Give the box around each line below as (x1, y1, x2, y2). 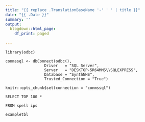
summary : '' (5, 17, 31, 22)
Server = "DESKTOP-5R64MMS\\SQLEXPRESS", (44, 67, 138, 73)
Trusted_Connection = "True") (44, 76, 109, 81)
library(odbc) (5, 49, 36, 55)
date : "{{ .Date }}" (5, 12, 50, 17)
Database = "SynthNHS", (44, 72, 95, 77)
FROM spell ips (5, 103, 38, 108)
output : (5, 21, 22, 27)
